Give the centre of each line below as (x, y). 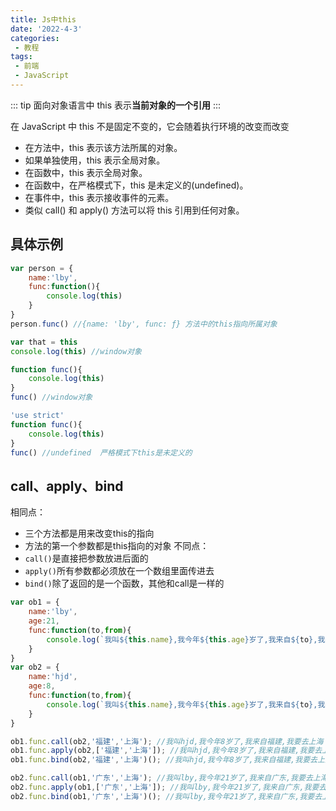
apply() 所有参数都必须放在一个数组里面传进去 (119, 571)
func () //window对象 (51, 397)
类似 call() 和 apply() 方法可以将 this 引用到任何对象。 (134, 210)
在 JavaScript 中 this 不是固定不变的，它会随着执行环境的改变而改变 (150, 126)
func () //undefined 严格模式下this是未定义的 (101, 452)
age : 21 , (44, 621)
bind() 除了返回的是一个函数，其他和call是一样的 (124, 583)
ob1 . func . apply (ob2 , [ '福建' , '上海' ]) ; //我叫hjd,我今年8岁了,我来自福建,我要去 (166, 751)
